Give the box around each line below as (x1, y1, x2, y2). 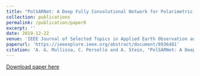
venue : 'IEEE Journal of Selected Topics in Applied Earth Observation (6, 36, 187, 42)
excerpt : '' (6, 25, 36, 31)
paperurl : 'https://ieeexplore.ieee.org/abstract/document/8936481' (6, 42, 180, 48)
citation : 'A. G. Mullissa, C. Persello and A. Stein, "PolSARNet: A (6, 47, 183, 53)
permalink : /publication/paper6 (6, 19, 86, 25)
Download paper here (6, 63, 60, 70)
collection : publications (6, 14, 70, 20)
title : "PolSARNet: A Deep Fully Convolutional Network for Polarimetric (6, 8, 193, 15)
